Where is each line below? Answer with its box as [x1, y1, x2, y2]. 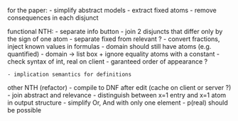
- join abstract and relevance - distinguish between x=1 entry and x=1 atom [7, 91, 227, 99]
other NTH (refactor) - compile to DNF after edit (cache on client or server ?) [7, 83, 232, 91]
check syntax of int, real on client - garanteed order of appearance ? [7, 57, 208, 66]
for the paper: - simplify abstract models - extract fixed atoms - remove [7, 6, 217, 14]
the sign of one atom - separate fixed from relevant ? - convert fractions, [7, 35, 220, 43]
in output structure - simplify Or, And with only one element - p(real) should [7, 98, 229, 107]
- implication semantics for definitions [7, 71, 132, 78]
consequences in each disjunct [7, 13, 99, 22]
